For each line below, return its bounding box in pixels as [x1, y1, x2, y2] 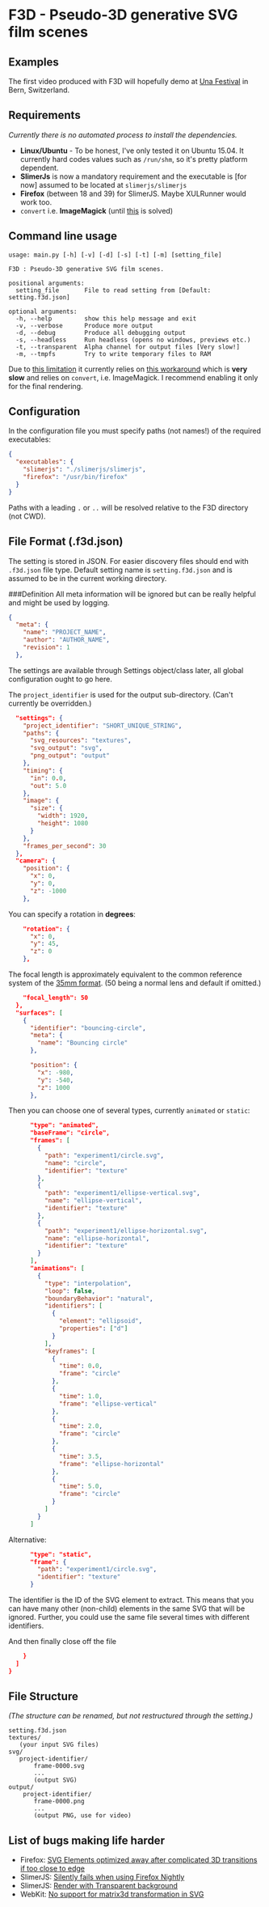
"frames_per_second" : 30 [23, 841, 107, 850]
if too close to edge [19, 1863, 86, 1874]
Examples [8, 55, 59, 69]
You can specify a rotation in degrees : [8, 909, 136, 919]
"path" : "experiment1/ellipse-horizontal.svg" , [44, 1227, 208, 1235]
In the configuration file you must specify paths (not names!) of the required [8, 426, 261, 436]
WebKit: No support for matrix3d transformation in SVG [19, 1889, 204, 1899]
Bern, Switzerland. [8, 85, 70, 95]
